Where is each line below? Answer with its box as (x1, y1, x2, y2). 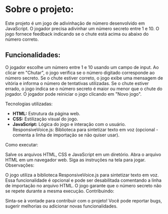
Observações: (5, 162, 34, 168)
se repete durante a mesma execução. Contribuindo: (5, 188, 115, 194)
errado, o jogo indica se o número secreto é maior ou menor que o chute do (5, 86, 162, 92)
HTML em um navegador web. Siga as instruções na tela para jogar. (5, 157, 146, 163)
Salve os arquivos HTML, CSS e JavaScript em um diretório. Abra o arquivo (5, 151, 161, 157)
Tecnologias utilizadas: (5, 101, 53, 107)
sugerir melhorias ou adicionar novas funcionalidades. (5, 203, 118, 209)
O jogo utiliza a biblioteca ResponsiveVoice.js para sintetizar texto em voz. (5, 172, 159, 178)
